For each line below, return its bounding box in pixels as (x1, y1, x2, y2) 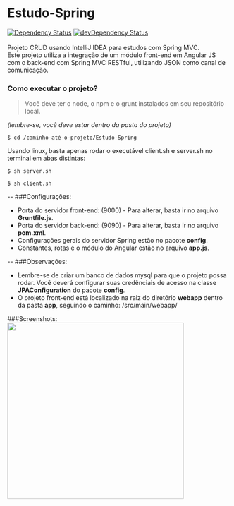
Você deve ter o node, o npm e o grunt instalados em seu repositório (24, 100, 224, 108)
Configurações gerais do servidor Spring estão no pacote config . (17, 236, 208, 245)
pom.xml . (17, 229, 47, 237)
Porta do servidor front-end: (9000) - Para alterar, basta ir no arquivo (17, 206, 218, 215)
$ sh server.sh (7, 168, 52, 175)
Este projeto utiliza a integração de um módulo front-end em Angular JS (7, 51, 216, 59)
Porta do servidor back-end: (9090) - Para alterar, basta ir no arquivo (17, 221, 219, 230)
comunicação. (7, 66, 49, 74)
